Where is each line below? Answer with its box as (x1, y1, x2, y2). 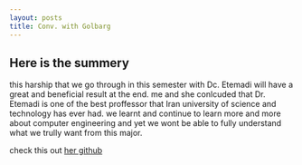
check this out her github (9, 145, 103, 156)
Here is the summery (9, 55, 129, 71)
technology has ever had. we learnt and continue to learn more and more (9, 108, 282, 119)
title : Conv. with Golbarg (9, 22, 111, 31)
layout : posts (9, 13, 63, 23)
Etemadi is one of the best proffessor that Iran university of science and (9, 99, 277, 110)
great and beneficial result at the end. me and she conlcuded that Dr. (9, 89, 266, 100)
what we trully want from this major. (9, 128, 143, 139)
